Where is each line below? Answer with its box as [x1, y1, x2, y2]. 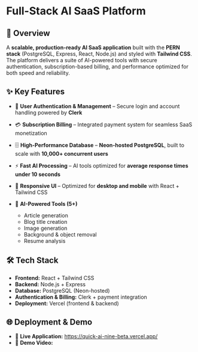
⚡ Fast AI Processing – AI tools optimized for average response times [14, 162, 188, 169]
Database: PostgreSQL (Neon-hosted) [14, 287, 110, 294]
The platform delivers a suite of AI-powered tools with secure [6, 57, 157, 63]
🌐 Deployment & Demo [6, 317, 93, 327]
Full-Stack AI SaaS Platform [6, 4, 146, 18]
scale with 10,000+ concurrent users [14, 150, 109, 157]
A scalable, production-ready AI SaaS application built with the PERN [6, 44, 181, 51]
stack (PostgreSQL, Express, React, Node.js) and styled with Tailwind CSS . [6, 50, 193, 57]
